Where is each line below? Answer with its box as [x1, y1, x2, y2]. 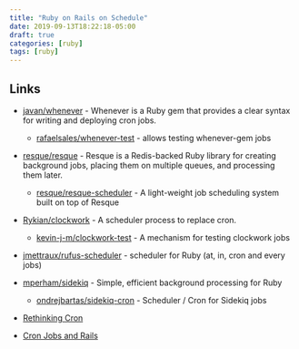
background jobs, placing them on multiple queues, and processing [22, 159, 275, 170]
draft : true [9, 30, 55, 39]
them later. [22, 169, 64, 180]
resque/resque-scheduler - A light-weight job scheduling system [35, 187, 280, 198]
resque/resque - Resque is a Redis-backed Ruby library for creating [22, 149, 277, 160]
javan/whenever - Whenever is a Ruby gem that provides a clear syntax [22, 105, 291, 116]
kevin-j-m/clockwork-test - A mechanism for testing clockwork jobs [35, 231, 291, 242]
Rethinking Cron [22, 312, 84, 323]
